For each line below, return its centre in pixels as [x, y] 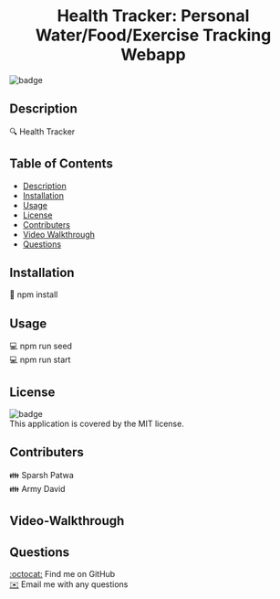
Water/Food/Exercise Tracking [153, 35]
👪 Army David [37, 488]
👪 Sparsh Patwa [42, 475]
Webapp [153, 55]
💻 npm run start [40, 360]
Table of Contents [62, 164]
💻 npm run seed [41, 346]
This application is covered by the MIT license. [97, 423]
